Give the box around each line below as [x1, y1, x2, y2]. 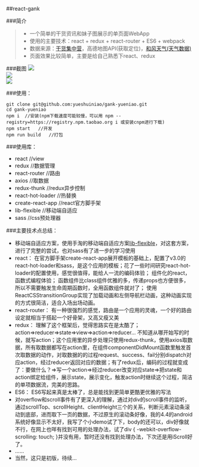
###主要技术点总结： [6, 227, 58, 234]
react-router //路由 [14, 170, 61, 176]
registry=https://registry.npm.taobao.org [6, 119, 113, 125]
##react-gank [6, 5, 40, 12]
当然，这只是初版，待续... [14, 454, 77, 461]
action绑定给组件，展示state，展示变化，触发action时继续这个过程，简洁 [14, 373, 193, 381]
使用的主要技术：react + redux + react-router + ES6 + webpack [29, 38, 185, 44]
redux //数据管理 [14, 162, 55, 169]
